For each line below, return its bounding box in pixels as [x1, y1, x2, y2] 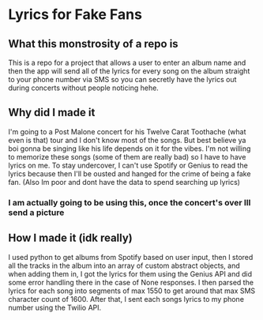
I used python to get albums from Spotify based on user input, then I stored [8, 252, 254, 262]
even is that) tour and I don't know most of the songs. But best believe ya [8, 135, 246, 145]
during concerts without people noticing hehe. [8, 83, 160, 92]
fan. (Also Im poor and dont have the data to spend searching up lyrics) [8, 177, 241, 186]
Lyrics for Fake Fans [8, 6, 142, 24]
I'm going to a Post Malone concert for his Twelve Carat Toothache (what [8, 126, 246, 136]
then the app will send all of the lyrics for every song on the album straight [8, 66, 250, 76]
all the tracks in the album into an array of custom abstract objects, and [8, 261, 241, 270]
